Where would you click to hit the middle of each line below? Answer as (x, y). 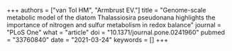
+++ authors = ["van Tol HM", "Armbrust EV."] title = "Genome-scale (106, 10)
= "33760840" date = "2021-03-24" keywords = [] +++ (88, 40)
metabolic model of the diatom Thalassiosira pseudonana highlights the (111, 17)
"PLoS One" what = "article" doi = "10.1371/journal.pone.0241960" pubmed (116, 32)
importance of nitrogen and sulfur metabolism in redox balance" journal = (114, 25)
